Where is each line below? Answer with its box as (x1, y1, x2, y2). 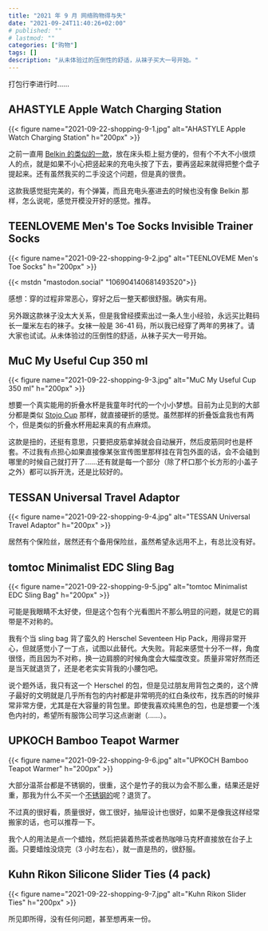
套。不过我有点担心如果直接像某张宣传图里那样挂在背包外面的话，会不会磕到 (8, 447, 260, 457)
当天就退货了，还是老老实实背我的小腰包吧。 (14, 664, 162, 673)
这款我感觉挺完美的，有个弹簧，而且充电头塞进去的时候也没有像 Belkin (8, 185, 240, 196)
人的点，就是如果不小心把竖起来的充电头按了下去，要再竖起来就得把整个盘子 (8, 159, 260, 168)
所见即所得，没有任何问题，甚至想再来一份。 (8, 913, 156, 923)
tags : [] (8, 49, 37, 57)
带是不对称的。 (8, 616, 57, 626)
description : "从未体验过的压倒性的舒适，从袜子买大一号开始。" (8, 57, 199, 65)
